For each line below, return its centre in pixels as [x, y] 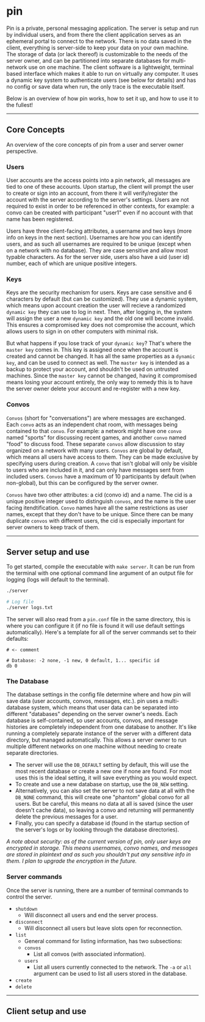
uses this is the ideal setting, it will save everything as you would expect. [106, 778]
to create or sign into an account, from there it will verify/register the [92, 193]
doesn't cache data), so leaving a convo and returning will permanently [105, 810]
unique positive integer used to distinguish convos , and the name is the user [101, 501]
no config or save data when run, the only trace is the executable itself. [95, 86]
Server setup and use [48, 552]
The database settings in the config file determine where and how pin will [99, 695]
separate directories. [33, 753]
